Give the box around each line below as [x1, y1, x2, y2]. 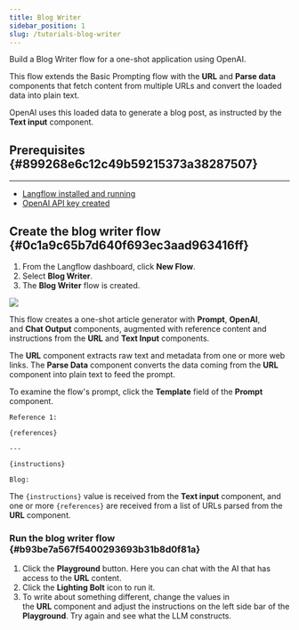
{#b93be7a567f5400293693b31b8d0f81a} [9, 543, 201, 555]
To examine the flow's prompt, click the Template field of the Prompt [9, 386, 263, 397]
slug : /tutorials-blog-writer [9, 29, 122, 38]
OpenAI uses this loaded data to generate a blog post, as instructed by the [9, 108, 282, 118]
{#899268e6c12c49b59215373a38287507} [9, 157, 258, 172]
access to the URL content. [21, 573, 122, 584]
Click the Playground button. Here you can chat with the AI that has [21, 563, 271, 574]
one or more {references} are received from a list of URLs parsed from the [9, 500, 283, 511]
